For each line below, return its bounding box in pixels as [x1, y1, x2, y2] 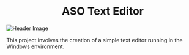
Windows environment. [6, 43, 65, 50]
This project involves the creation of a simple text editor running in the [6, 36, 183, 43]
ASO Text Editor [62, 4, 144, 18]
